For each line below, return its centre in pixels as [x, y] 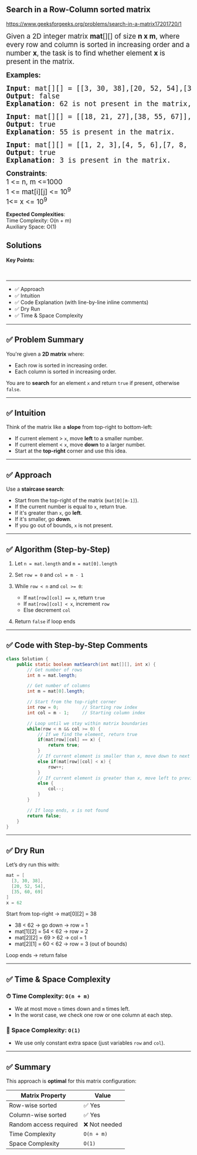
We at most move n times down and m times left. [72, 1009]
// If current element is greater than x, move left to [107, 778]
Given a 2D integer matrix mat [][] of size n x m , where [93, 36]
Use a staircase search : [35, 489]
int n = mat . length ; [52, 675]
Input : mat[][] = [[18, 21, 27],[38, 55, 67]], [99, 116]
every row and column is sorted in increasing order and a [98, 45]
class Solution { [27, 659]
